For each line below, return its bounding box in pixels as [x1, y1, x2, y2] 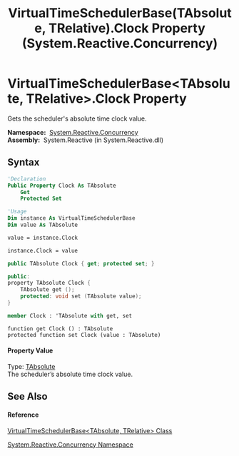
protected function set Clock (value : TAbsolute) [7, 331, 161, 338]
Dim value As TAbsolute [7, 221, 78, 228]
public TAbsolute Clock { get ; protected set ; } [7, 260, 155, 267]
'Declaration [7, 175, 46, 183]
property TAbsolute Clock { [7, 280, 91, 287]
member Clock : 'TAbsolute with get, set [7, 312, 133, 319]
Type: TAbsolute [7, 362, 56, 370]
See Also [7, 390, 48, 402]
